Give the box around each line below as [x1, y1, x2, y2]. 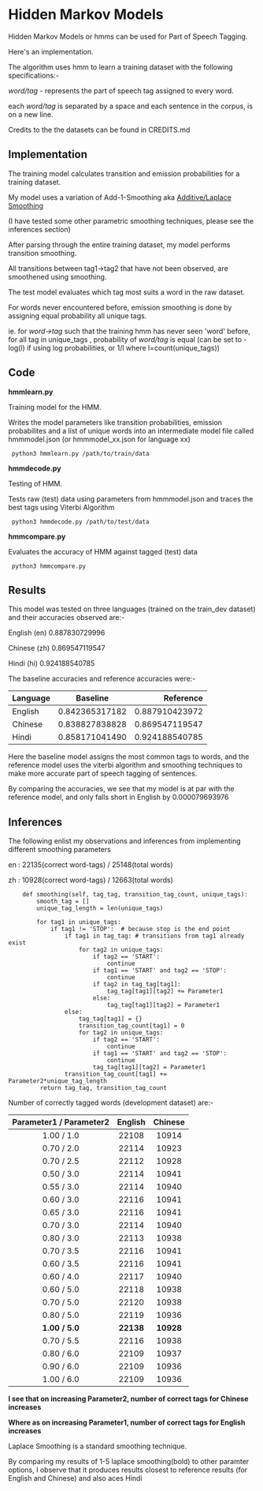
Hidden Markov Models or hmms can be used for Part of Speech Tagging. [8, 32, 248, 41]
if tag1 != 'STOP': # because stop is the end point [50, 926, 231, 933]
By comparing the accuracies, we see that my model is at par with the [8, 784, 235, 794]
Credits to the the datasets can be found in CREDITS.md [8, 125, 191, 134]
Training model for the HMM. [8, 402, 102, 411]
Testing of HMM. [8, 479, 63, 488]
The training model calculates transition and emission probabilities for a [8, 168, 240, 178]
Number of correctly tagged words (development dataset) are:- [8, 1098, 214, 1107]
